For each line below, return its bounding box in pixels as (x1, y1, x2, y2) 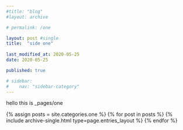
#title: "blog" (6, 8, 43, 15)
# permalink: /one (6, 25, 51, 30)
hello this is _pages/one (6, 100, 63, 107)
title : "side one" (6, 40, 54, 47)
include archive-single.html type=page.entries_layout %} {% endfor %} (6, 117, 178, 124)
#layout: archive (6, 14, 49, 20)
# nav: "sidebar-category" (6, 83, 80, 90)
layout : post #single (6, 35, 59, 41)
